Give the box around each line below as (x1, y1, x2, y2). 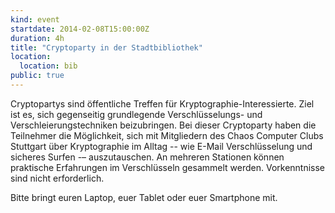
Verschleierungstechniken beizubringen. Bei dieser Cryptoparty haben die (10, 119, 317, 131)
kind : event (10, 14, 60, 25)
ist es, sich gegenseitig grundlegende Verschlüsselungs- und (10, 108, 263, 120)
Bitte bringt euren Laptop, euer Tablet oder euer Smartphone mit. (10, 191, 278, 203)
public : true (10, 71, 65, 81)
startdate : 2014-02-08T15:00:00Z (10, 24, 150, 34)
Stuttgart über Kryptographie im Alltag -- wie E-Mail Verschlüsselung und (10, 140, 313, 152)
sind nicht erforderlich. (10, 172, 105, 184)
